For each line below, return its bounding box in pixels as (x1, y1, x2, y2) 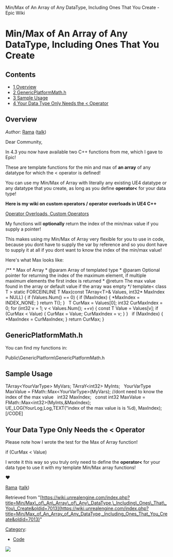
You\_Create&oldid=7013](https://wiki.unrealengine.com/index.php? (5, 506, 149, 512)
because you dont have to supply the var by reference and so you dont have (5, 241, 167, 248)
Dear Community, (5, 138, 43, 145)
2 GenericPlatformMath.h (12, 90, 67, 95)
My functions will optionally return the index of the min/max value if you (5, 220, 159, 227)
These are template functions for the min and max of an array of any (5, 164, 151, 170)
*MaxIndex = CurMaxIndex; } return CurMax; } (5, 316, 105, 322)
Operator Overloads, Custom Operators (5, 211, 89, 217)
